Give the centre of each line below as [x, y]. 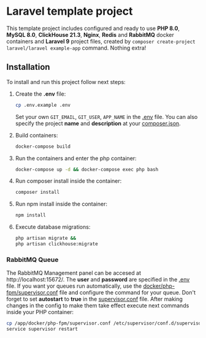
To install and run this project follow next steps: [66, 82]
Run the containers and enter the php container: [76, 158]
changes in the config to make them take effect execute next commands [98, 305]
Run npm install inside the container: [61, 204]
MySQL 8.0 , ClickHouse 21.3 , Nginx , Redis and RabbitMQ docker [90, 34]
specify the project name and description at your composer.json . [98, 123]
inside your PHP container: [40, 312]
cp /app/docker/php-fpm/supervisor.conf [59, 323]
